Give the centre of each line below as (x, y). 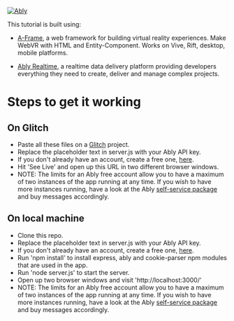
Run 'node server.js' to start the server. (73, 272)
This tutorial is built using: (44, 24)
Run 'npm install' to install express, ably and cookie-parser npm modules (122, 257)
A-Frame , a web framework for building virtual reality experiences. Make (122, 38)
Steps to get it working (74, 102)
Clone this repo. (40, 235)
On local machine (46, 219)
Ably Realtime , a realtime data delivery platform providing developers (117, 66)
